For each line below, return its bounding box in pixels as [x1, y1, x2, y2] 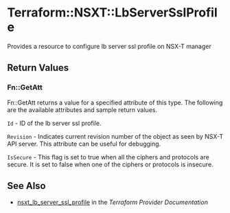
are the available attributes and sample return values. [7, 105, 158, 114]
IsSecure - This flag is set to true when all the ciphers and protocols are [7, 153, 209, 161]
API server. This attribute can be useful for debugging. [7, 139, 161, 148]
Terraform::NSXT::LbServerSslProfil [7, 5, 218, 21]
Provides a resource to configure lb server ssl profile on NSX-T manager [7, 42, 211, 50]
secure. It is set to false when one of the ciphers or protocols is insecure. [7, 160, 214, 168]
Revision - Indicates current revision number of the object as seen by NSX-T [7, 132, 224, 140]
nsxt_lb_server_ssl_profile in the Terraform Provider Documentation [16, 198, 208, 207]
